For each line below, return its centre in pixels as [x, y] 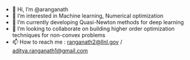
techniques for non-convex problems [58, 35]
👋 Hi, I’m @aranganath [40, 9]
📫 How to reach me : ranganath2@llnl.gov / [67, 42]
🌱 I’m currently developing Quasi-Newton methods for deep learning [98, 22]
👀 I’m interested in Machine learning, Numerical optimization [88, 16]
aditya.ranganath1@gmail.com [50, 51]
